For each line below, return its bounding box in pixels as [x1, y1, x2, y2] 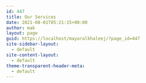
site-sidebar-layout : [6, 41, 59, 47]
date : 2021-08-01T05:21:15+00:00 [6, 19, 88, 25]
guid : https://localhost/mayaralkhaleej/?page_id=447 [6, 36, 141, 41]
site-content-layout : [6, 52, 59, 58]
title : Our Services [6, 14, 57, 20]
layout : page [6, 30, 38, 36]
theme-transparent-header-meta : [6, 63, 85, 69]
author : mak [6, 25, 35, 31]
